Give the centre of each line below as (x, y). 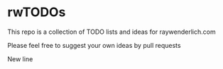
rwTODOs (37, 12)
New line (20, 59)
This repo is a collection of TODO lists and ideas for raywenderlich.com (111, 32)
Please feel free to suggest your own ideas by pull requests (94, 45)
